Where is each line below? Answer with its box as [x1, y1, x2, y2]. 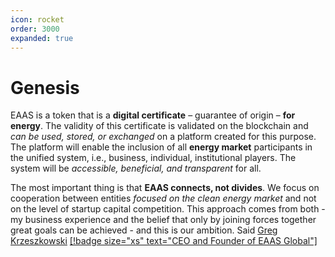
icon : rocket [10, 14, 65, 25]
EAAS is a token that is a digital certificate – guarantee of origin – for [10, 109, 296, 121]
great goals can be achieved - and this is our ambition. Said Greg [10, 224, 278, 236]
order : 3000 [10, 24, 60, 34]
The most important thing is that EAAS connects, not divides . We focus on [10, 182, 320, 194]
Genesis [10, 76, 80, 99]
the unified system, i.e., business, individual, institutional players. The [10, 152, 297, 164]
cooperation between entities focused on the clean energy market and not [10, 192, 317, 205]
